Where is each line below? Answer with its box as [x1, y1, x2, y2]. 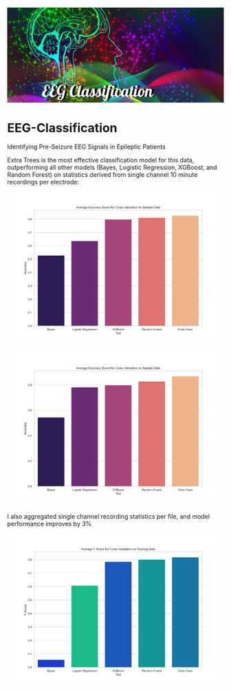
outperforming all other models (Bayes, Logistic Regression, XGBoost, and [7, 163, 218, 172]
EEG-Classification [7, 120, 118, 136]
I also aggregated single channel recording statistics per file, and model [7, 512, 210, 520]
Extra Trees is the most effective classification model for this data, [7, 156, 195, 164]
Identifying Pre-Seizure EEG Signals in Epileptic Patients [7, 142, 166, 151]
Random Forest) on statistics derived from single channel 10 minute [7, 171, 198, 179]
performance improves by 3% [7, 519, 92, 528]
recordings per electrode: [7, 178, 80, 186]
